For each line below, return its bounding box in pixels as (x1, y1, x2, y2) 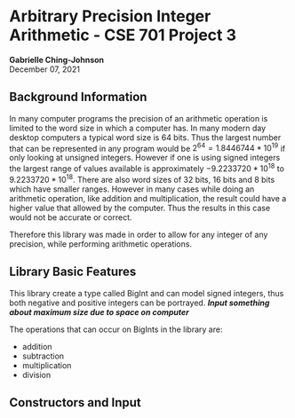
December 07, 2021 (9, 64, 80, 75)
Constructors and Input (9, 395, 142, 410)
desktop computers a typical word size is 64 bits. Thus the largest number (9, 131, 282, 143)
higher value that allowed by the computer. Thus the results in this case (9, 202, 271, 213)
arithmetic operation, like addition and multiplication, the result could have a (9, 193, 287, 203)
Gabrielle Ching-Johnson (9, 54, 105, 65)
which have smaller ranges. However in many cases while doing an (9, 184, 255, 194)
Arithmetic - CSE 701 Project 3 (9, 25, 237, 45)
